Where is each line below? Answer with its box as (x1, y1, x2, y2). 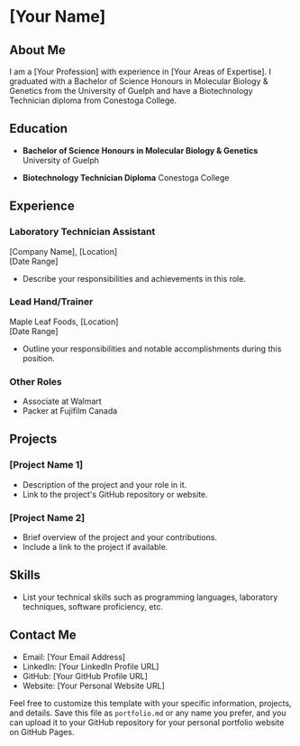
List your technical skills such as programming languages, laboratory (22, 592, 278, 602)
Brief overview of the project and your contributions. (22, 532, 218, 543)
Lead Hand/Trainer (9, 295, 94, 308)
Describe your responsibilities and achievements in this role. (22, 273, 246, 284)
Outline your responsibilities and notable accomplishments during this (22, 343, 282, 354)
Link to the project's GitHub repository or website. (22, 489, 209, 499)
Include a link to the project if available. (22, 542, 168, 553)
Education (9, 121, 68, 136)
